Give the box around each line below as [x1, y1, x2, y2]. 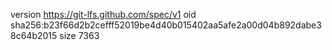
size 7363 [59, 30, 100, 41]
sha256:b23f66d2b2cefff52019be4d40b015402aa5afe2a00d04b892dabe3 [10, 19, 322, 31]
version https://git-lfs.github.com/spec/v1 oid [10, 9, 197, 20]
